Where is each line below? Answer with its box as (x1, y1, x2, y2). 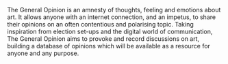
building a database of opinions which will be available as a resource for (7, 42, 211, 50)
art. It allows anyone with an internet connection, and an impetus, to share (7, 13, 216, 21)
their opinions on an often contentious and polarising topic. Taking (7, 20, 194, 28)
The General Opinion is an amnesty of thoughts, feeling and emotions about (7, 6, 221, 14)
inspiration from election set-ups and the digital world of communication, (7, 27, 213, 35)
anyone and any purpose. (7, 49, 79, 57)
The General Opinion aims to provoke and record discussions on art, (7, 35, 200, 43)
